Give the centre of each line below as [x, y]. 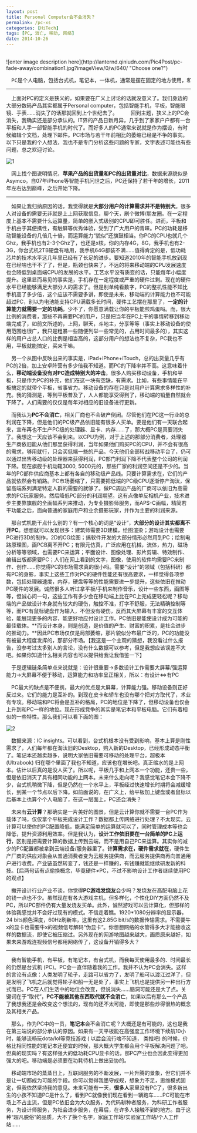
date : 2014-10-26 [27, 39]
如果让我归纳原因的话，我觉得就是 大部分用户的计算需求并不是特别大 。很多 [101, 206]
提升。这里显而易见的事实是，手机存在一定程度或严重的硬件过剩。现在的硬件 [98, 279]
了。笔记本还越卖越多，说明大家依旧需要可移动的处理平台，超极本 [86, 755]
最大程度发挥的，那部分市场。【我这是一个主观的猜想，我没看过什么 [97, 640]
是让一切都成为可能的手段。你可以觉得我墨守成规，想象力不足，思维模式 [93, 1080]
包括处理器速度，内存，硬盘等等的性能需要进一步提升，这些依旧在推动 [101, 581]
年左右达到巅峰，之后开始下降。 [45, 188]
